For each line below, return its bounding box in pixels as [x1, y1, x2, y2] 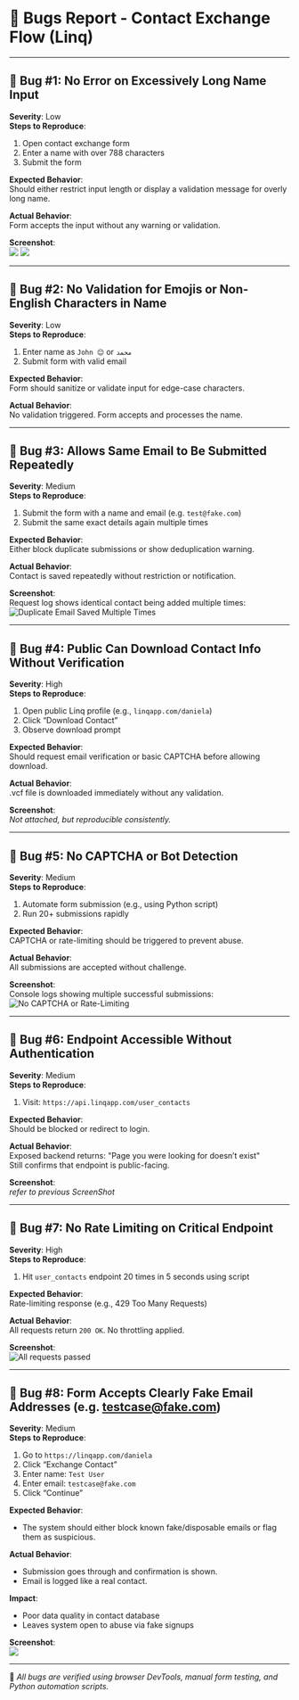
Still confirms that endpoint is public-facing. [9, 1159, 170, 1170]
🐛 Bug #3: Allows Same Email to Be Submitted [9, 443, 267, 458]
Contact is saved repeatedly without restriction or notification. [9, 571, 237, 582]
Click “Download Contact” [21, 715, 118, 726]
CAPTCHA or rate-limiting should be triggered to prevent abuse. [9, 936, 244, 945]
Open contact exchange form [21, 137, 131, 148]
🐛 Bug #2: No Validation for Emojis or [9, 282, 218, 297]
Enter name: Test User [21, 1469, 105, 1480]
